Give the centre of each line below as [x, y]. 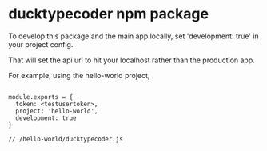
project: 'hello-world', [57, 111]
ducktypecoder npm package [109, 14]
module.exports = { [41, 97]
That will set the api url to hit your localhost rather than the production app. [132, 60]
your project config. [41, 44]
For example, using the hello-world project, [79, 75]
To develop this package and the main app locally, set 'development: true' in [134, 36]
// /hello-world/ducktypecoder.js [66, 139]
